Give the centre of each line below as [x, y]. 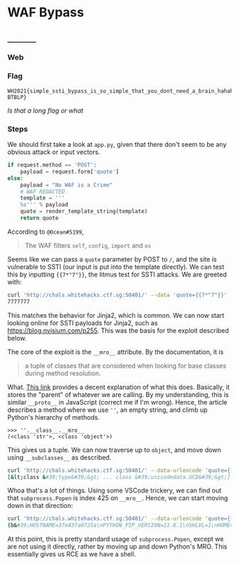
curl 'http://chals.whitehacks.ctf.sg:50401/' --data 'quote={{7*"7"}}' [117, 295]
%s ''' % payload [44, 205]
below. [17, 338]
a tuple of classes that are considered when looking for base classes [125, 366]
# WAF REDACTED [43, 192]
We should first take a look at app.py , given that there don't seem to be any [117, 145]
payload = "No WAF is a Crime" [67, 185]
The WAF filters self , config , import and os [88, 245]
